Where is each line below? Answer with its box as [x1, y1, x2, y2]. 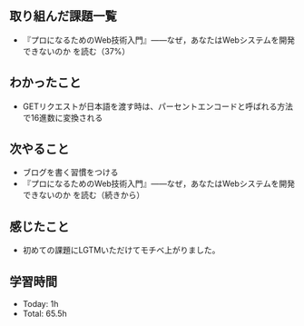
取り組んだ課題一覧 [9, 8, 117, 25]
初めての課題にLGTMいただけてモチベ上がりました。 [22, 244, 221, 256]
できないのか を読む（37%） [22, 45, 131, 56]
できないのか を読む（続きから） [22, 190, 145, 201]
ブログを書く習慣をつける [22, 167, 119, 178]
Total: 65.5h [22, 308, 68, 320]
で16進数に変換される [22, 112, 103, 123]
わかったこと [9, 75, 82, 91]
